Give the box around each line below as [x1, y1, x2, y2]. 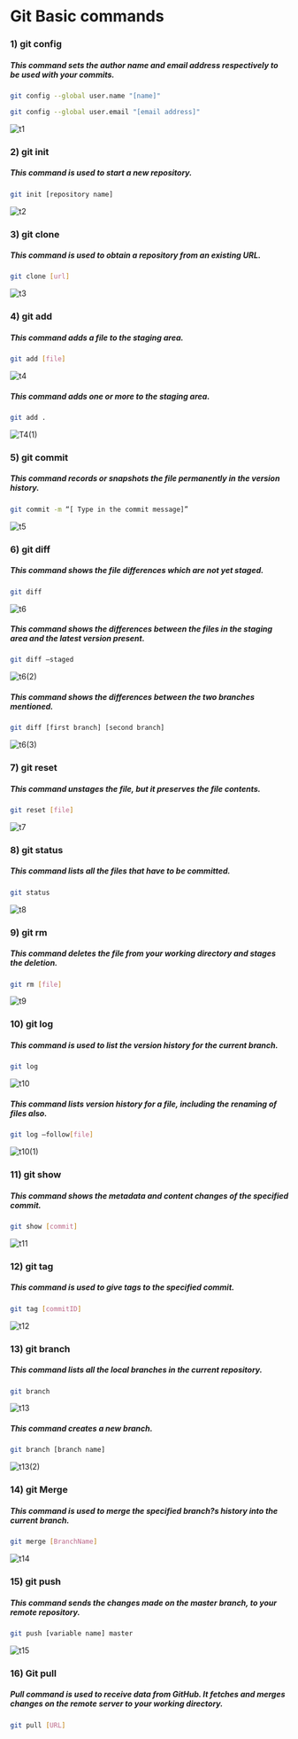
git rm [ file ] [10, 980, 63, 989]
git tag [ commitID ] [10, 1304, 82, 1313]
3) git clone [10, 228, 60, 240]
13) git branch [10, 1342, 71, 1355]
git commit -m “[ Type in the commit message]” [10, 505, 189, 514]
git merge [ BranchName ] [10, 1537, 98, 1547]
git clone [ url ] [10, 272, 70, 281]
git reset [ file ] [10, 806, 74, 815]
